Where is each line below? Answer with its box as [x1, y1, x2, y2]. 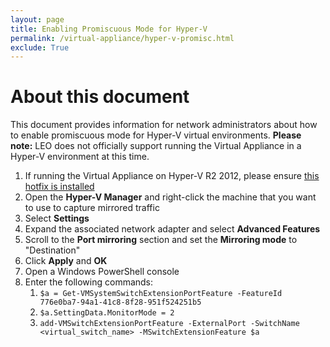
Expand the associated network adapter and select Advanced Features [24, 223, 321, 235]
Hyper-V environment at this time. [10, 151, 150, 163]
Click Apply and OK [24, 255, 108, 267]
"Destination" [24, 244, 81, 256]
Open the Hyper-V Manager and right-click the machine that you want [24, 191, 317, 203]
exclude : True [10, 42, 70, 53]
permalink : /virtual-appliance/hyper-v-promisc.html [10, 33, 235, 43]
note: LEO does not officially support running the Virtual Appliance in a [10, 140, 302, 152]
